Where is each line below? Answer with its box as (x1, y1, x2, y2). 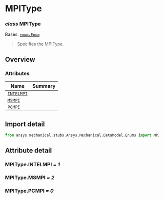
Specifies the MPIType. (17, 41, 64, 47)
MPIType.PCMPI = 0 (5, 187, 54, 194)
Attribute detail (5, 147, 52, 155)
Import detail (5, 120, 45, 128)
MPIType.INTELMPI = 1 (5, 161, 60, 168)
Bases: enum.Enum (5, 31, 40, 37)
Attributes (5, 70, 30, 76)
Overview (5, 55, 36, 64)
